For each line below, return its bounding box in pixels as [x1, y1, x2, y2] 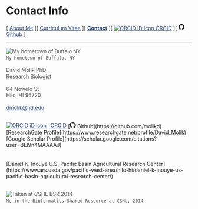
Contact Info [6, 4, 69, 18]
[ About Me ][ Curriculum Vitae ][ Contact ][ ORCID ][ [6, 24, 177, 31]
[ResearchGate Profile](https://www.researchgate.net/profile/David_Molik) [6, 129, 187, 136]
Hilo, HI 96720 [6, 92, 41, 99]
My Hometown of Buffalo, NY [6, 55, 75, 61]
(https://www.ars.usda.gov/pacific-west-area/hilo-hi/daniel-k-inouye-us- [6, 166, 184, 174]
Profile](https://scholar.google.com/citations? [47, 135, 157, 142]
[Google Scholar [6, 135, 46, 142]
